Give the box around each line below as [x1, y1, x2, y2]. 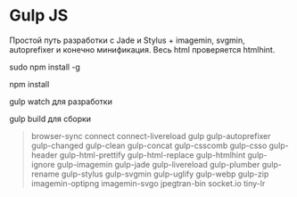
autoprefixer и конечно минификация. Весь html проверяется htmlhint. [9, 44, 276, 54]
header [30, 149, 58, 160]
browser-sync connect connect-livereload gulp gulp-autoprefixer [30, 130, 271, 141]
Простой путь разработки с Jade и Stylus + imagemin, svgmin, [9, 35, 245, 45]
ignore [30, 159, 55, 169]
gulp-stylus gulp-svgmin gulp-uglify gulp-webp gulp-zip [61, 168, 269, 179]
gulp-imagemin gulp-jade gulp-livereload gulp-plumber [56, 159, 260, 169]
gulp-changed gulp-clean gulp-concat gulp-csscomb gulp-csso [30, 140, 268, 151]
